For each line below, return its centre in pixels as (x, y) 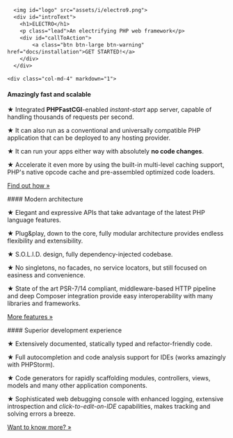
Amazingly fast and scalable (49, 94)
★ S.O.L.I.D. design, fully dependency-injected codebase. (90, 254)
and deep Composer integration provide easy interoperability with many (110, 296)
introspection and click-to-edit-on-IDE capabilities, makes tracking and (109, 407)
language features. (34, 220)
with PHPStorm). (31, 365)
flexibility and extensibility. (45, 241)
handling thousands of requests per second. (71, 117)
